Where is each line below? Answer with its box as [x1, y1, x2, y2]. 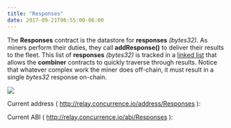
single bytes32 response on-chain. [7, 72, 107, 81]
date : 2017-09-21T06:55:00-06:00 [7, 17, 104, 24]
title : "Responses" [7, 10, 64, 17]
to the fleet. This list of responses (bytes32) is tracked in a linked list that [7, 50, 217, 59]
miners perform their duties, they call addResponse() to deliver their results [7, 43, 224, 51]
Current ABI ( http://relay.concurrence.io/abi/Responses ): [7, 113, 173, 121]
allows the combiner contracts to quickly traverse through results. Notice [7, 58, 218, 66]
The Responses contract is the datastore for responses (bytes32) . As [7, 35, 208, 44]
